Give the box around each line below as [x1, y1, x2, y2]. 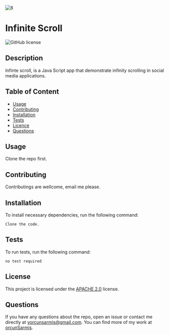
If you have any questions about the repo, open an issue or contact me [5, 314, 153, 320]
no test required [5, 259, 42, 264]
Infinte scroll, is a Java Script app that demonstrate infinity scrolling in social [5, 67, 164, 73]
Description [5, 54, 43, 63]
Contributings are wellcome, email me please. [5, 184, 101, 190]
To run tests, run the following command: [5, 248, 91, 255]
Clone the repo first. [5, 156, 47, 162]
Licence [12, 122, 29, 129]
